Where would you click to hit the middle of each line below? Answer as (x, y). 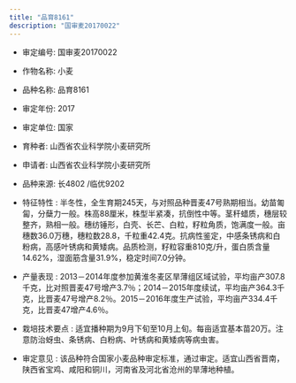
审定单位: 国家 (47, 127)
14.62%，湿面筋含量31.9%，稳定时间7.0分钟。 (106, 257)
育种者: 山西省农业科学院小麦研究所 (86, 146)
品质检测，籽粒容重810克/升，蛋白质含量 (197, 246)
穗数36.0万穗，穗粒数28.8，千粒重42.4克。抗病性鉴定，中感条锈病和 (148, 235)
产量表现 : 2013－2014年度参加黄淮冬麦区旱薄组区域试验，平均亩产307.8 (153, 276)
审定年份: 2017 (48, 108)
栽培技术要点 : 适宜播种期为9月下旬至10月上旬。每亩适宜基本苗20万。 (149, 328)
